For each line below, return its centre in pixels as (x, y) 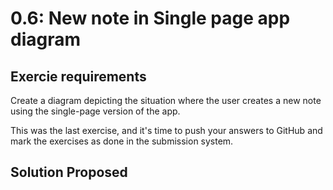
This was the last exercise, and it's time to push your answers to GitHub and (166, 130)
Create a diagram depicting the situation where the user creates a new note (166, 100)
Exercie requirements (78, 76)
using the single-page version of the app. (95, 111)
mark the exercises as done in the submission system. (122, 141)
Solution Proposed (69, 172)
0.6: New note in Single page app (150, 18)
